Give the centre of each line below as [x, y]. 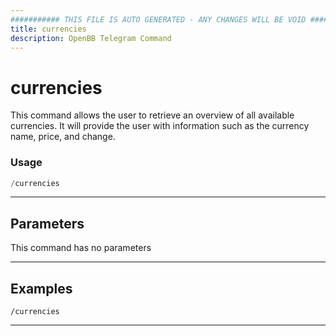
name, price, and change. [63, 137]
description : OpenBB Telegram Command [91, 38]
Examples [41, 288]
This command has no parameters [81, 248]
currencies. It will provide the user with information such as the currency [160, 126]
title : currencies [48, 29]
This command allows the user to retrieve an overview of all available [152, 115]
